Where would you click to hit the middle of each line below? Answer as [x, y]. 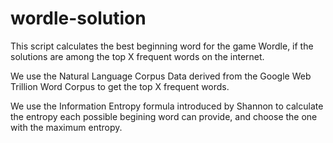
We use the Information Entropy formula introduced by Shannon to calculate [167, 106]
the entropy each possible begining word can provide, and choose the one [164, 116]
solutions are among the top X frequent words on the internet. [137, 56]
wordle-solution [78, 18]
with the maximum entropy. [66, 127]
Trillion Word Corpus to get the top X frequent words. [120, 86]
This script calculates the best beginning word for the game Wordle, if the [162, 46]
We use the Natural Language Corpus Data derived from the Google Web [161, 76]
